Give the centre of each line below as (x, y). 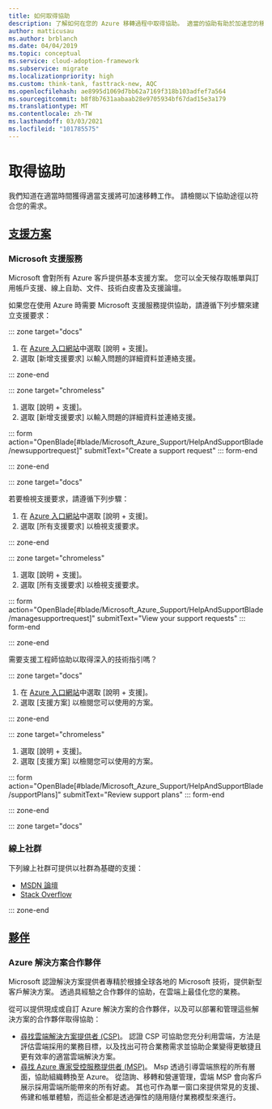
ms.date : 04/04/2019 (43, 46)
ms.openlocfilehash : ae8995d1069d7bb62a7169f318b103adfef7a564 (117, 91)
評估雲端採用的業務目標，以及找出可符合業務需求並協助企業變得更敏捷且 (140, 1047)
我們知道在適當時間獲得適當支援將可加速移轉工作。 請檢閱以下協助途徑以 (130, 195)
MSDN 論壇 (39, 885)
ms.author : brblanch (43, 39)
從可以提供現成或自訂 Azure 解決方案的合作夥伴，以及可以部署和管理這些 (130, 1009)
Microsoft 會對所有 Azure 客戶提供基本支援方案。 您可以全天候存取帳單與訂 (134, 278)
